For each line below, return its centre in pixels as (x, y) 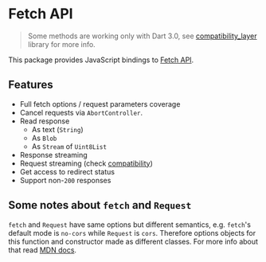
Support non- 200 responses (65, 180)
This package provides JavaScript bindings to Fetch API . (101, 60)
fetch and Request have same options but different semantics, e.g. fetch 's (129, 225)
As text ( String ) (57, 129)
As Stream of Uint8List (69, 146)
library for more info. (61, 44)
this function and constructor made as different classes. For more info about (133, 241)
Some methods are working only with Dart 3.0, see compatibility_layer (142, 36)
